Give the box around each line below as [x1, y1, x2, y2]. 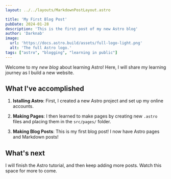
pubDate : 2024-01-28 [5, 21, 50, 27]
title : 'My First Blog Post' [5, 16, 67, 22]
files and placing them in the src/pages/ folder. [12, 119, 111, 125]
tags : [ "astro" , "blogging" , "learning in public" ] [5, 50, 117, 55]
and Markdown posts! [12, 134, 59, 140]
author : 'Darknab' [5, 31, 44, 36]
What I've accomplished [5, 84, 84, 93]
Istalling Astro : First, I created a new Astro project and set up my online [12, 98, 163, 104]
